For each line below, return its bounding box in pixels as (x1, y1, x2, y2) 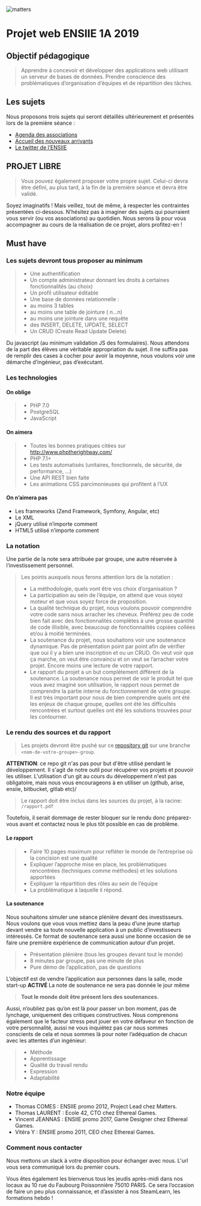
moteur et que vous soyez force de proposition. (29, 598, 148, 605)
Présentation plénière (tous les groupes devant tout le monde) (29, 951, 184, 958)
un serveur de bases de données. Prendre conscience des (20, 73, 166, 80)
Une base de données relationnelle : (29, 296, 119, 303)
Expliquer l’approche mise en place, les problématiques (29, 860, 167, 867)
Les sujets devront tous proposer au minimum (6, 256, 143, 264)
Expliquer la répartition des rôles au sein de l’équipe (29, 880, 158, 887)
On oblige (6, 389, 31, 396)
